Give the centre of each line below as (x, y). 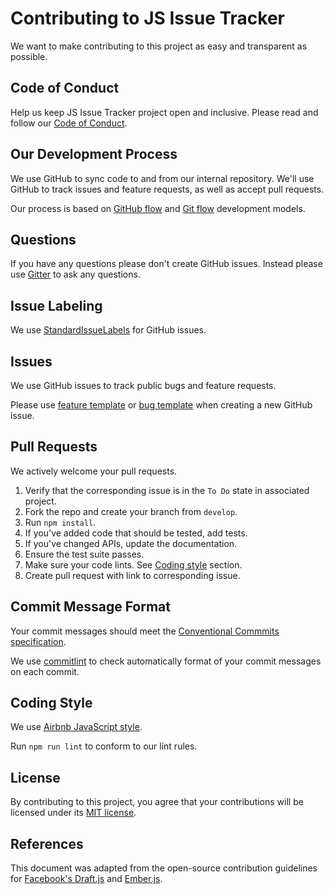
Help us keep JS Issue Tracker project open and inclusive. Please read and (164, 112)
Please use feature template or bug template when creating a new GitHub (161, 405)
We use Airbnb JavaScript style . (76, 727)
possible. (29, 56)
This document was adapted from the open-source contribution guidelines (164, 868)
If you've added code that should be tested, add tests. (136, 533)
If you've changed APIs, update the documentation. (131, 543)
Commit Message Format (90, 607)
